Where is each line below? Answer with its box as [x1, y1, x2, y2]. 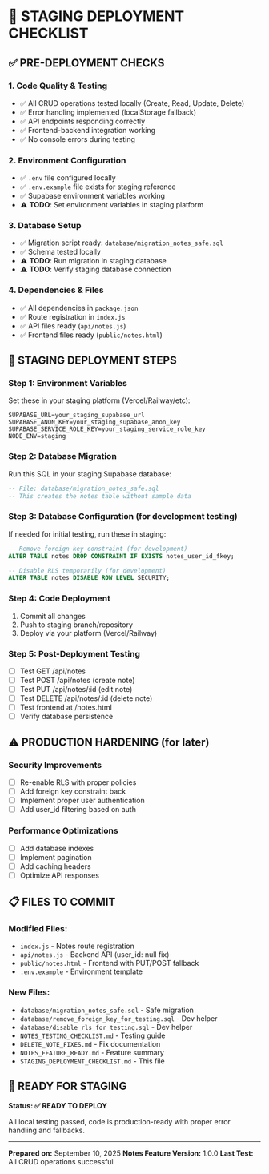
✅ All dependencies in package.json [19, 303, 139, 312]
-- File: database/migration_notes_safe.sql [8, 484, 159, 493]
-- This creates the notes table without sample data [8, 492, 192, 500]
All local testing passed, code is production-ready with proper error [8, 1116, 231, 1126]
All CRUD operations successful [8, 1156, 114, 1166]
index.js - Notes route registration [19, 941, 134, 951]
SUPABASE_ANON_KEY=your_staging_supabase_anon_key [8, 418, 181, 427]
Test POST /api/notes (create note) [19, 675, 135, 685]
